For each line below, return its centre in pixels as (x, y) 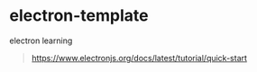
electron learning (41, 40)
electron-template (79, 16)
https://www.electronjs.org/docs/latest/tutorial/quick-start (139, 58)
